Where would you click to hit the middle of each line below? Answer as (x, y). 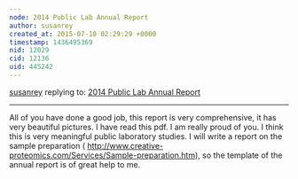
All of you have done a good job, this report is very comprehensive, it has (143, 117)
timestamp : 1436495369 (51, 42)
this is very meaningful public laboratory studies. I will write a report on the (146, 136)
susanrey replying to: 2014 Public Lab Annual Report (105, 92)
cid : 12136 (29, 58)
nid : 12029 (29, 51)
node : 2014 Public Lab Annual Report (79, 17)
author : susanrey (41, 26)
